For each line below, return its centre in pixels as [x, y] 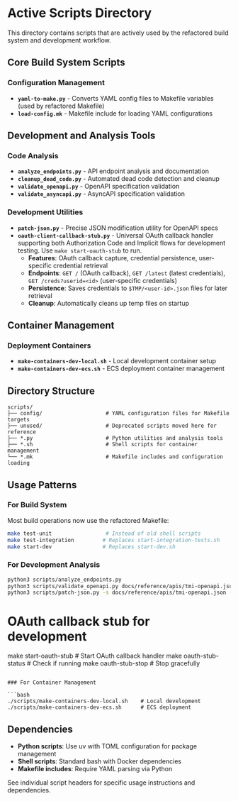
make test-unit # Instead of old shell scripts [104, 534]
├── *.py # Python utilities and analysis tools [115, 438]
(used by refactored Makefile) [61, 106]
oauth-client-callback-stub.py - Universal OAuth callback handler [115, 235]
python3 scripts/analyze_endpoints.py [64, 580]
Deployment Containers [49, 346]
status [17, 663]
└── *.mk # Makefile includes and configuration [115, 457]
